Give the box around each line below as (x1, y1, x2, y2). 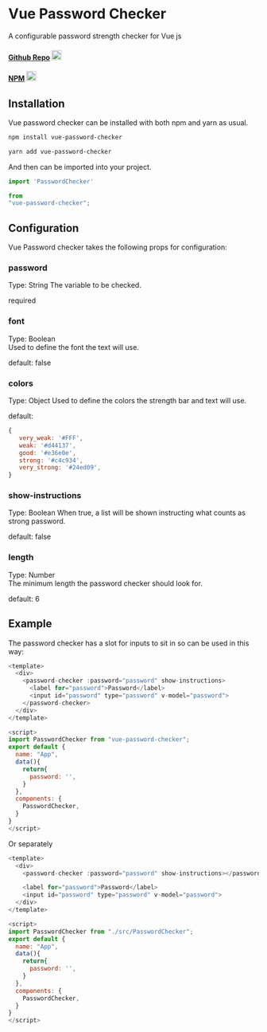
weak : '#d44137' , (18, 441, 77, 449)
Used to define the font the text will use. (8, 342, 139, 351)
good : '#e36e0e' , (18, 449, 77, 457)
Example (8, 617, 52, 630)
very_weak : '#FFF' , (18, 434, 83, 442)
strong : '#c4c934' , (18, 456, 83, 465)
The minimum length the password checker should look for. (8, 579, 203, 588)
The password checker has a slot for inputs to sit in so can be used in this (8, 638, 250, 648)
